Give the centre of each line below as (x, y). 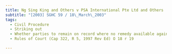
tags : (11, 20)
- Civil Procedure (30, 24)
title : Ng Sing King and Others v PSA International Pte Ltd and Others (84, 10)
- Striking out (26, 29)
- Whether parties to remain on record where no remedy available (82, 34)
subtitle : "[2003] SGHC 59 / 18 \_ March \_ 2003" (56, 15)
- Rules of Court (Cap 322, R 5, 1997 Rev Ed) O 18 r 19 (72, 39)
